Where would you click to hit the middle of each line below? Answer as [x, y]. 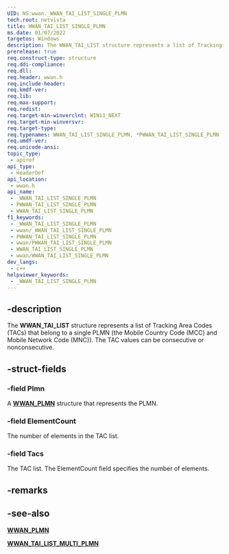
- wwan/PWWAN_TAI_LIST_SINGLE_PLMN [61, 243]
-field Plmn [26, 388]
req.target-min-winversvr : [46, 122]
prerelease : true [32, 52]
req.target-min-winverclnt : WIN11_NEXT [64, 115]
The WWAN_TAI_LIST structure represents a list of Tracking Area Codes [110, 326]
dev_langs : [23, 262]
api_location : [27, 179]
